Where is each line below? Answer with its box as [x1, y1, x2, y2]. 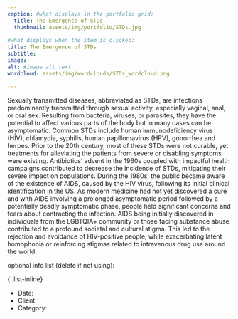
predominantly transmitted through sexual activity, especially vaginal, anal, [7, 103, 226, 112]
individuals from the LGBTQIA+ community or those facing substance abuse [7, 216, 229, 225]
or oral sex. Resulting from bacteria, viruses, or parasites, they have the [7, 111, 217, 120]
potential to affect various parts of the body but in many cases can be [7, 118, 212, 127]
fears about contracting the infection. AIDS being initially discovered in [7, 209, 214, 218]
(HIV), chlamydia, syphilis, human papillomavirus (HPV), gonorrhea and [7, 133, 216, 142]
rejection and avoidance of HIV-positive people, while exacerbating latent [7, 232, 222, 241]
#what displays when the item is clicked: [7, 37, 135, 44]
